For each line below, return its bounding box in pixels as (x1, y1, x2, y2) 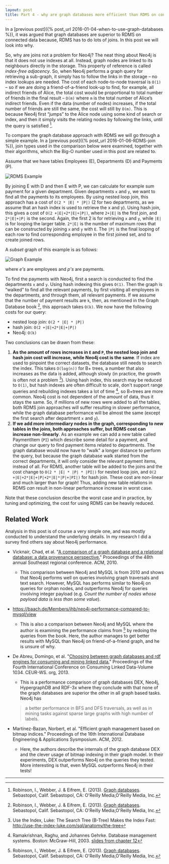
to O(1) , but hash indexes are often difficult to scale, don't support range (12, 382, 163, 388)
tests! (20, 767, 32, 774)
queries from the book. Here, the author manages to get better (20, 633, 150, 639)
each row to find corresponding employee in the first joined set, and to (5, 231, 151, 237)
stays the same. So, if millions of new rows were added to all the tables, (12, 399, 161, 405)
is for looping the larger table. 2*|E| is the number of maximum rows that (5, 221, 156, 227)
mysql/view (12, 611, 37, 617)
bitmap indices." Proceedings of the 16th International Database (12, 731, 145, 737)
